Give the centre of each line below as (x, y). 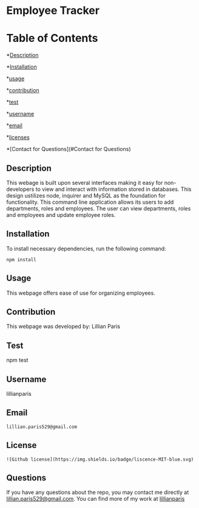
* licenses (18, 138)
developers (20, 189)
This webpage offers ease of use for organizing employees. (81, 293)
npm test (17, 360)
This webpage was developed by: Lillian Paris (63, 326)
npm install (21, 259)
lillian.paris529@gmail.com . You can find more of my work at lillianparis (96, 499)
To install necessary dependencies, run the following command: (86, 249)
